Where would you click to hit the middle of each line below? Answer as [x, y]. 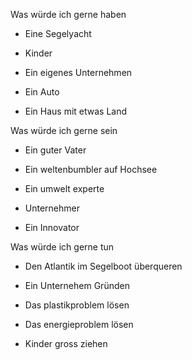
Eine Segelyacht [58, 33]
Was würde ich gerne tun [62, 247]
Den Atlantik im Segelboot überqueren [103, 266]
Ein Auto [42, 92]
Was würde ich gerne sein [64, 130]
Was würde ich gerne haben [68, 14]
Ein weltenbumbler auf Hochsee [91, 169]
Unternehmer [52, 208]
